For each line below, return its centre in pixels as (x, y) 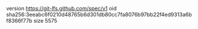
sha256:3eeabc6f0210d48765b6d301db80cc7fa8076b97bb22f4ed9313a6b (99, 14)
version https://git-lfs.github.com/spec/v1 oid (62, 8)
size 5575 (45, 21)
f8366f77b (19, 21)
